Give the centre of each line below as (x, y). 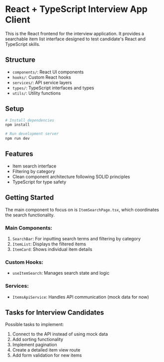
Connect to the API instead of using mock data (60, 334)
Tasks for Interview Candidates (55, 312)
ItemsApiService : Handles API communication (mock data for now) (81, 297)
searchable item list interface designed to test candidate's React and (75, 39)
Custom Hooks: (24, 262)
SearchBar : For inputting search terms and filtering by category (76, 238)
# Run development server (32, 134)
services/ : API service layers (42, 82)
